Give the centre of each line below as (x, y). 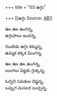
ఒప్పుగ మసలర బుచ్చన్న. (26, 88)
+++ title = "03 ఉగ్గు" (25, 7)
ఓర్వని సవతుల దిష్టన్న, (25, 81)
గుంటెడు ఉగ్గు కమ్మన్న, (24, 46)
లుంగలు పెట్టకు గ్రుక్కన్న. (25, 70)
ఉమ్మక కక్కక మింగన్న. (24, 53)
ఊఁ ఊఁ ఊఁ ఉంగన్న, (23, 64)
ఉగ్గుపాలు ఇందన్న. (21, 35)
